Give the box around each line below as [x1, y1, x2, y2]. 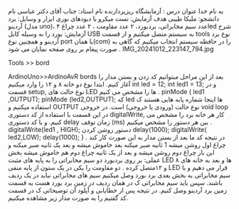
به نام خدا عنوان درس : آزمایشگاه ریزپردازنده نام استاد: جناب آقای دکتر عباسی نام [8, 7, 224, 15]
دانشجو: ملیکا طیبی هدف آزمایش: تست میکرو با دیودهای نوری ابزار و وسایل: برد [8, 14, 220, 23]
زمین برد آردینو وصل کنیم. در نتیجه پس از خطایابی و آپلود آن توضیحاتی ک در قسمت [8, 186, 227, 194]
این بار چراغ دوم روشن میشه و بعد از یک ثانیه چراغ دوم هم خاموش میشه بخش [8, 148, 216, 156]
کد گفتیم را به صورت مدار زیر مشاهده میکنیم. [8, 193, 129, 202]
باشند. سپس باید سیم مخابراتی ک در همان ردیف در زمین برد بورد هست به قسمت [8, 178, 223, 187]
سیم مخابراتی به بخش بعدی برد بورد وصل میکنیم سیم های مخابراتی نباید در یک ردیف [8, 171, 231, 179]
